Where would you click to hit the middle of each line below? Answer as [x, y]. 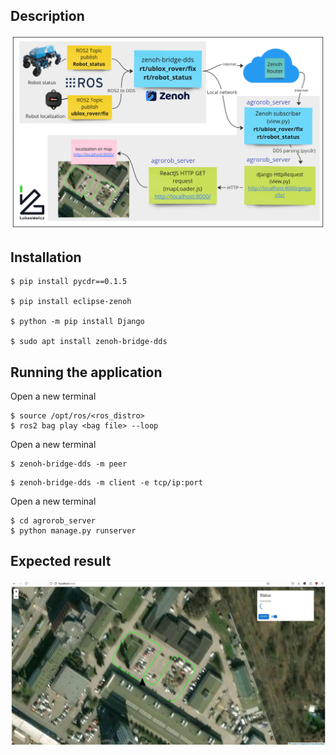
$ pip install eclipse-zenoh [71, 302]
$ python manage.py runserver [73, 531]
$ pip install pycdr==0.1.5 [69, 282]
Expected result [61, 561]
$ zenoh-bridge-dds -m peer [69, 464]
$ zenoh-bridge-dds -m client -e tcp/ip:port [106, 483]
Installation [46, 257]
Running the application [86, 372]
